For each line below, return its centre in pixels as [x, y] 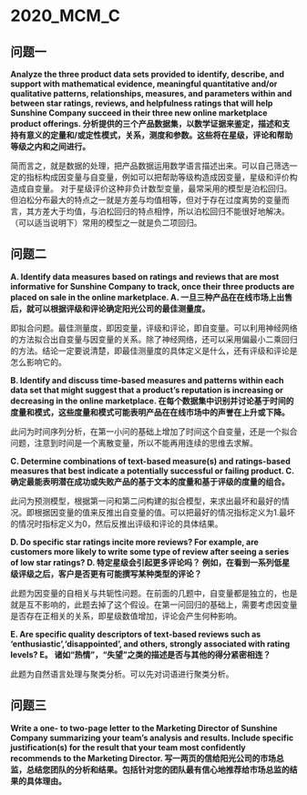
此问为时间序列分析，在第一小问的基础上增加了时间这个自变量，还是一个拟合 [154, 431]
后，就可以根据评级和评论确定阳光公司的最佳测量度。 [110, 308]
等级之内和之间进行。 [50, 146]
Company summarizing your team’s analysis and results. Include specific [152, 738]
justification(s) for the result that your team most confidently [128, 747]
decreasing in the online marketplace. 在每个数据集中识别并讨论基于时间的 [152, 401]
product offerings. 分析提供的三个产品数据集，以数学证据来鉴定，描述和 [146, 123]
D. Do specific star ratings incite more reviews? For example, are [134, 542]
